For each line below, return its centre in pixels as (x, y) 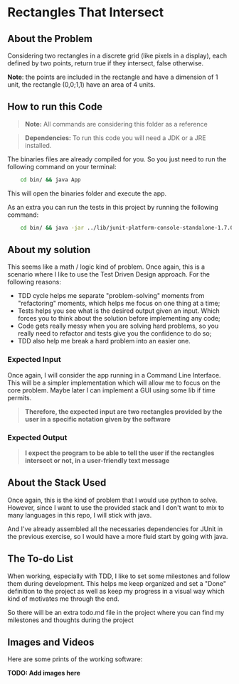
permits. (20, 397)
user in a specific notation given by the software (97, 419)
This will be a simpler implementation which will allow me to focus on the (114, 383)
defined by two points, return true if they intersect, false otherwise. (106, 63)
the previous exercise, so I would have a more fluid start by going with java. (118, 536)
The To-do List (40, 559)
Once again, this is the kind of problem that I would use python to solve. (113, 500)
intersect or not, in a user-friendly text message (97, 460)
